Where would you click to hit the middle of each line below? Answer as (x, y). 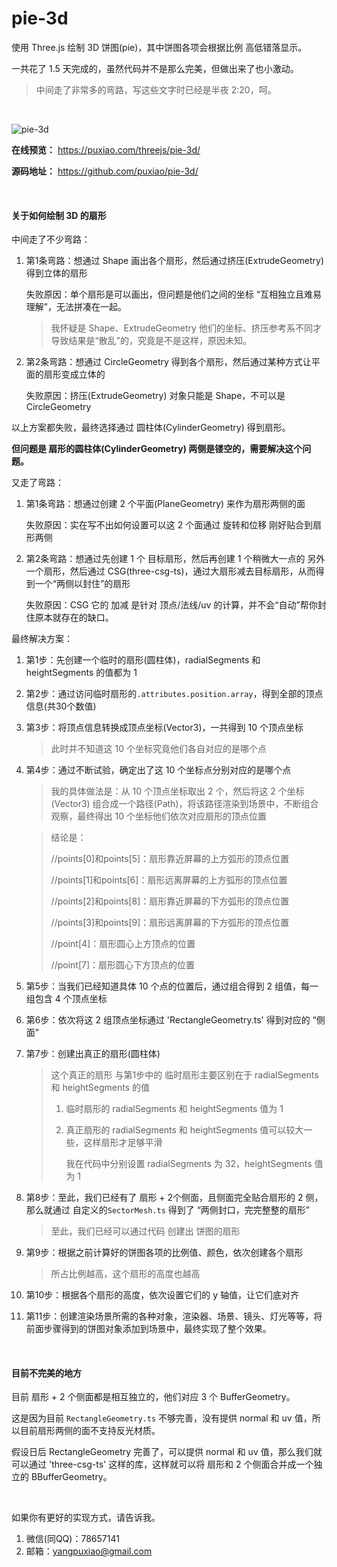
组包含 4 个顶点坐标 (66, 999)
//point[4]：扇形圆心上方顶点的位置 (123, 944)
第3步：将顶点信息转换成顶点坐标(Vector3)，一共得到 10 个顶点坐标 (164, 728)
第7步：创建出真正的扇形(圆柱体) (93, 1054)
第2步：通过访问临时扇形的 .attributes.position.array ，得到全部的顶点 (174, 694)
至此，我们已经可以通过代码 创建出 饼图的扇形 (145, 1231)
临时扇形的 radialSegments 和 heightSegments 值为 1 (174, 1109)
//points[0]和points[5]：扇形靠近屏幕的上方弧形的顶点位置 (170, 859)
